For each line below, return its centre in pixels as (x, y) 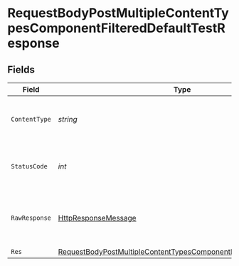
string (68, 119)
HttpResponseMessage (97, 218)
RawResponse (31, 218)
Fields (21, 69)
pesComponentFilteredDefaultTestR (116, 28)
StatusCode (29, 166)
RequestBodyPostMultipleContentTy (118, 13)
